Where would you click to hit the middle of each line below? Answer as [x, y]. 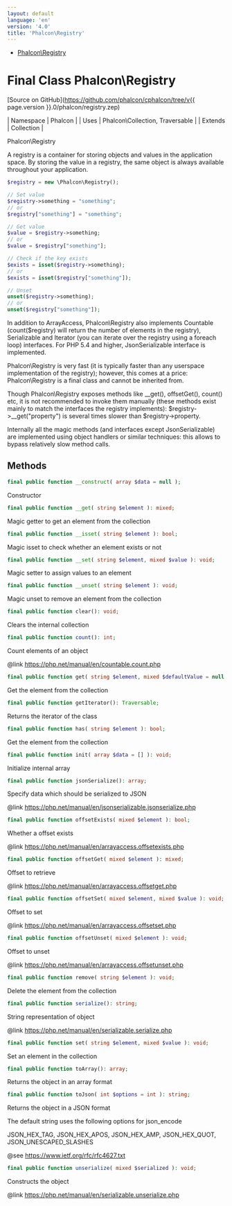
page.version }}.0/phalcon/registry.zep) [64, 107]
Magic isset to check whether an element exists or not [84, 547]
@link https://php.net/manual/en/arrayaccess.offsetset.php [92, 925]
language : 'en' [29, 20]
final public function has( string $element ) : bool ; [87, 728]
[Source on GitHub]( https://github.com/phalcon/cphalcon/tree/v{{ [101, 100]
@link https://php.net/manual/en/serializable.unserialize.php [93, 1195]
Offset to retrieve [32, 873]
